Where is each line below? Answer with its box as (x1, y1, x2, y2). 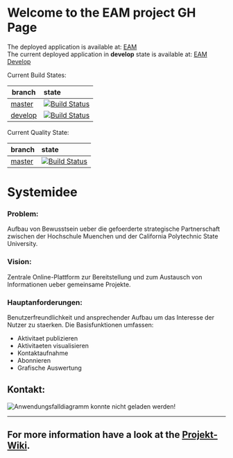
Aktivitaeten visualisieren (17, 342, 89, 350)
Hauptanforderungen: (7, 297, 83, 307)
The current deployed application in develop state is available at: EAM (7, 50, 208, 58)
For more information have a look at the (7, 429, 180, 441)
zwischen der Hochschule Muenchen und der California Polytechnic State (7, 232, 218, 240)
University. (7, 240, 38, 248)
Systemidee (7, 184, 78, 200)
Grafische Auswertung (17, 363, 82, 373)
